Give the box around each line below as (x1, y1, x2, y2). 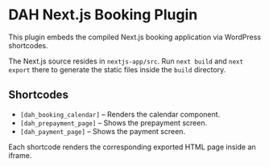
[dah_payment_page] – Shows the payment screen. (19, 126, 186, 136)
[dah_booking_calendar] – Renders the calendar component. (19, 109, 221, 119)
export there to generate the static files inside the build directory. (8, 64, 226, 74)
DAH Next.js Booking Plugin (8, 6, 198, 24)
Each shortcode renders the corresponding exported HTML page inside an (8, 142, 256, 152)
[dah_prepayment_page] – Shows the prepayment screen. (19, 118, 208, 128)
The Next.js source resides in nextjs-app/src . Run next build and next (8, 56, 244, 66)
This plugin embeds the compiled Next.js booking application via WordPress (8, 32, 262, 42)
